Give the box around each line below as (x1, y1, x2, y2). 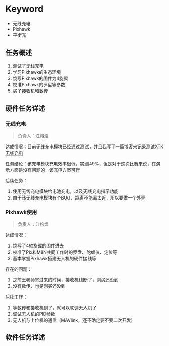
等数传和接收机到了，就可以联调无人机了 (12, 304, 97, 311)
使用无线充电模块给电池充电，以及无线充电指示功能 (12, 188, 119, 194)
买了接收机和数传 (12, 88, 48, 94)
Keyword (5, 3, 44, 15)
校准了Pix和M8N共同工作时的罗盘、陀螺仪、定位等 (12, 249, 117, 255)
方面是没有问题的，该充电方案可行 (9, 167, 80, 173)
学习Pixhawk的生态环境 (12, 69, 61, 75)
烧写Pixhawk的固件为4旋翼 (12, 75, 69, 81)
